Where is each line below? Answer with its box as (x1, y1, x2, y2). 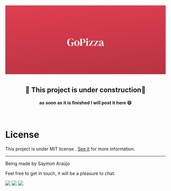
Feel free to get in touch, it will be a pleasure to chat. (5, 170, 116, 176)
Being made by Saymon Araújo (5, 160, 70, 167)
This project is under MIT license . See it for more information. (5, 146, 135, 152)
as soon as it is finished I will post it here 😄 (39, 100, 132, 106)
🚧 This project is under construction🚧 (25, 86, 146, 94)
